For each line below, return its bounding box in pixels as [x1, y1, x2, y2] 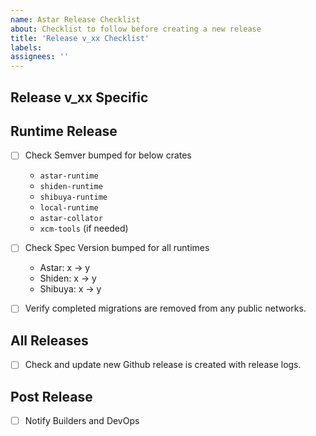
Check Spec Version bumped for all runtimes [24, 242, 210, 254]
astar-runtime [39, 171, 99, 181]
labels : [10, 42, 43, 53]
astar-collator [39, 214, 103, 224]
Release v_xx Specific [10, 89, 149, 106]
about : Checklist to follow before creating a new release [10, 24, 262, 34]
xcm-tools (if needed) [39, 222, 129, 235]
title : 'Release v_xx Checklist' [10, 33, 150, 43]
